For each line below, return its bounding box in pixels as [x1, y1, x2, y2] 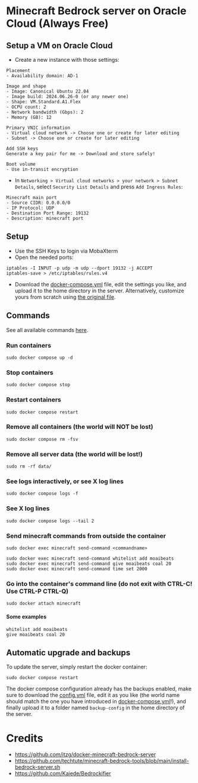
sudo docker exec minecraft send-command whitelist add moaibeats [6, 555, 174, 561]
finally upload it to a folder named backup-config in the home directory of [6, 704, 186, 711]
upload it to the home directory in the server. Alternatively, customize [14, 287, 184, 294]
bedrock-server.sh [14, 763, 61, 771]
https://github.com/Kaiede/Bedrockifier [14, 770, 111, 777]
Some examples [6, 613, 47, 620]
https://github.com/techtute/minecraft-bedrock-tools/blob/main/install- [14, 757, 189, 765]
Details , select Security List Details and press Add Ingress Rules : [14, 183, 183, 190]
